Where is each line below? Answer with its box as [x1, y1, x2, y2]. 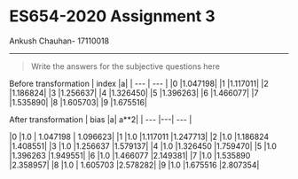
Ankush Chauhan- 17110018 [9, 35, 109, 46]
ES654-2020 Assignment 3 [9, 6, 216, 27]
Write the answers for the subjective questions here [30, 60, 220, 72]
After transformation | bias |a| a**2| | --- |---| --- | [9, 113, 192, 125]
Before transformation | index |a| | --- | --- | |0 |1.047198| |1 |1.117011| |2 [9, 78, 269, 89]
